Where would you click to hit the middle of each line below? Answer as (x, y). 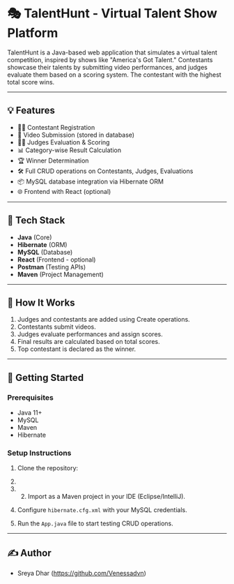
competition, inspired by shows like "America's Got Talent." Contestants (110, 59)
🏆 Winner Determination (53, 160)
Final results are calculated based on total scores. (88, 342)
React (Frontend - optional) (56, 260)
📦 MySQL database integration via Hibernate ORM (90, 181)
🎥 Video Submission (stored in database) (76, 135)
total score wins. (31, 82)
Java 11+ (30, 413)
